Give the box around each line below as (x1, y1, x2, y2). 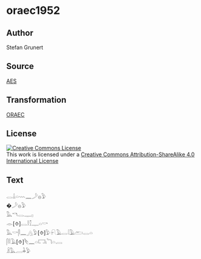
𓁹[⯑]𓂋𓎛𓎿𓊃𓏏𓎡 (6, 220, 48, 228)
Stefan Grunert (6, 44, 44, 51)
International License (6, 157, 59, 165)
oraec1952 (6, 4, 61, 18)
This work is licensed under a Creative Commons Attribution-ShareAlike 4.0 (6, 151, 195, 158)
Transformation (6, 95, 67, 105)
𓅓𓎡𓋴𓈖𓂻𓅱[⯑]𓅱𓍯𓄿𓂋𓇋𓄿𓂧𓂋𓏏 (6, 229, 93, 237)
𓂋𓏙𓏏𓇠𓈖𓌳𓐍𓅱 (6, 193, 47, 200)
